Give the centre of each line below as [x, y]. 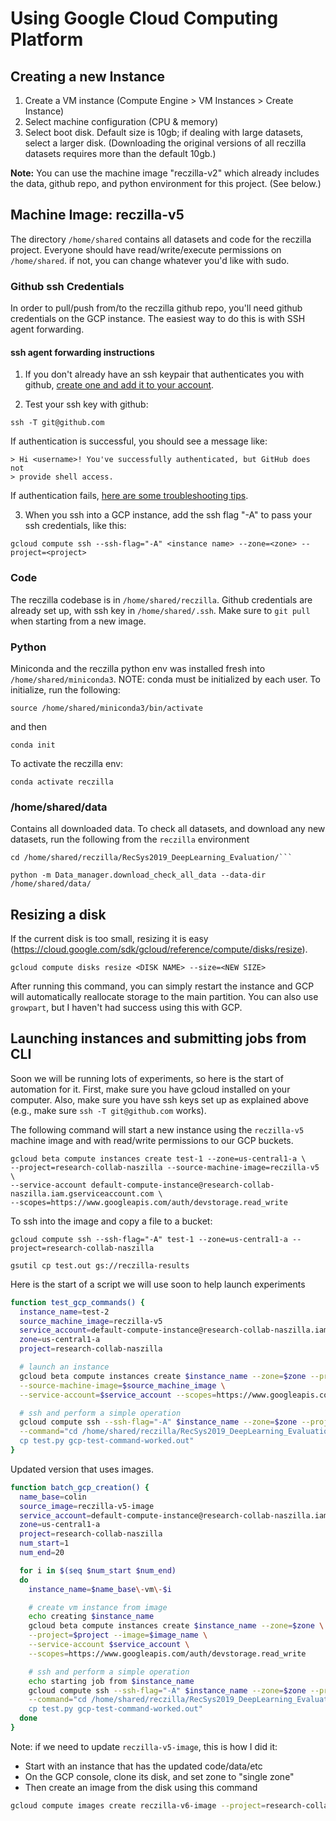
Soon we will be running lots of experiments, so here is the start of [147, 1078]
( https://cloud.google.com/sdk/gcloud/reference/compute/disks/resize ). [159, 949]
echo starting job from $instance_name [111, 1681]
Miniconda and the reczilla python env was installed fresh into [138, 668]
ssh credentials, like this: [75, 526]
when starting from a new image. [78, 621]
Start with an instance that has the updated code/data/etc [143, 1766]
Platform [47, 39]
